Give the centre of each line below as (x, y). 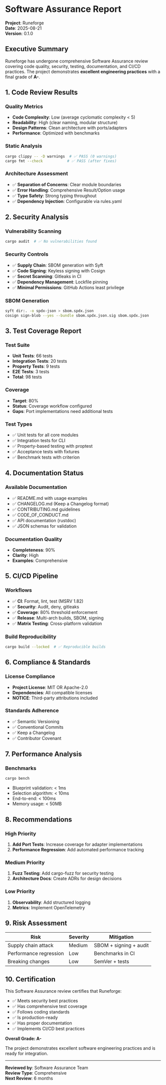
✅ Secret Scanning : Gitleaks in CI (47, 276)
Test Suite (18, 345)
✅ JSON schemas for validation (44, 526)
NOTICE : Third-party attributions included (55, 698)
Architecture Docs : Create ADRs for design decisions (67, 879)
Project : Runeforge (25, 23)
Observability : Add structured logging (51, 902)
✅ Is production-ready (35, 1017)
